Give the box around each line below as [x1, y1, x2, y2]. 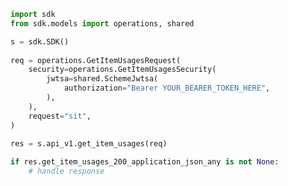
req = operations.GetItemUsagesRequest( [10, 55, 182, 65]
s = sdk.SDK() [10, 36, 70, 47]
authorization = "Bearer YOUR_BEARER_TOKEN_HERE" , [63, 83, 271, 94]
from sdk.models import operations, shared [10, 18, 195, 29]
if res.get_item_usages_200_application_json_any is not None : [10, 157, 280, 167]
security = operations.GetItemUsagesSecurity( [28, 65, 217, 75]
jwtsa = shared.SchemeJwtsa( [46, 74, 159, 84]
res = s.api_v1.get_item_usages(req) [10, 139, 168, 149]
